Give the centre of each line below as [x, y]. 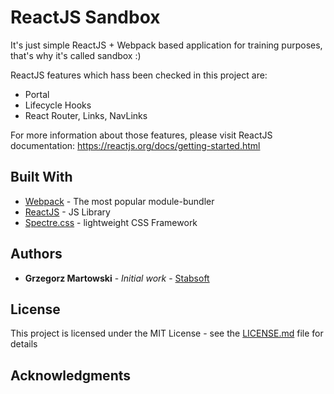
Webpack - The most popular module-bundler [119, 201]
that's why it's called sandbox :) [76, 55]
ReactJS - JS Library [67, 212]
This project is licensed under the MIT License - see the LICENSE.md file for [167, 333]
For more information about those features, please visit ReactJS [141, 135]
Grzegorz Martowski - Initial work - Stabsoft [117, 278]
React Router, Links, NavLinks [86, 115]
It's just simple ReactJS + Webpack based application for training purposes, [166, 45]
